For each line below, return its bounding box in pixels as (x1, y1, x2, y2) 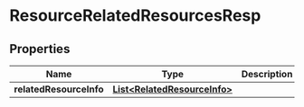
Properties (9, 41, 71, 57)
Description (241, 68, 293, 80)
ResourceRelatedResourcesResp (9, 5, 261, 26)
